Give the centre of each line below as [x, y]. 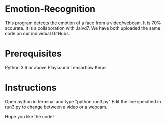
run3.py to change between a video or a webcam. [56, 107]
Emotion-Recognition [50, 9]
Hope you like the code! [30, 116]
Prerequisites [34, 54]
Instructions [31, 88]
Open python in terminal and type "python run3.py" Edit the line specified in [83, 101]
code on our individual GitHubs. [38, 33]
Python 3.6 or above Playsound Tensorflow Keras [56, 67]
